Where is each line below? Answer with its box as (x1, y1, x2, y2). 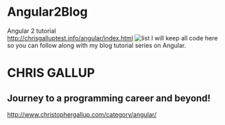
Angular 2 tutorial (7, 27, 56, 35)
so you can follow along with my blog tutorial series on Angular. (7, 41, 187, 49)
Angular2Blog (7, 4, 88, 20)
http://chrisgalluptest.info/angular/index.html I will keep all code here (7, 33, 218, 42)
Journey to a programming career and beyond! (7, 92, 211, 104)
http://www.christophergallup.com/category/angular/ (7, 110, 156, 118)
